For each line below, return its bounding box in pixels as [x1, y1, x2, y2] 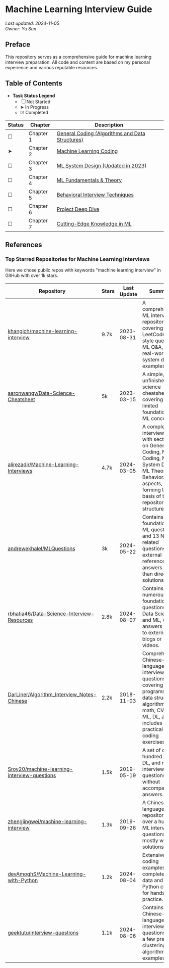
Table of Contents [5, 79, 63, 88]
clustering [142, 942, 166, 949]
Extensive [142, 852, 165, 859]
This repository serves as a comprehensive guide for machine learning [5, 54, 152, 60]
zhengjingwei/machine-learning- [8, 818, 87, 825]
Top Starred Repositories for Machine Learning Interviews [5, 255, 150, 262]
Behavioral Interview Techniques [56, 191, 134, 198]
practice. [142, 896, 163, 903]
